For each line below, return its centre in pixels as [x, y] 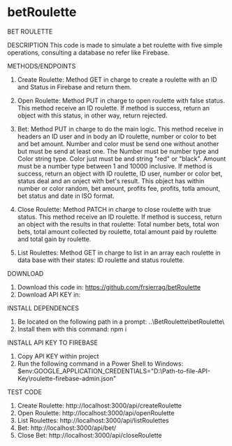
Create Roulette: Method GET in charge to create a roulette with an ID [117, 79]
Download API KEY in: [49, 294]
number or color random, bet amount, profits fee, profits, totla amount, [119, 188]
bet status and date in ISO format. [66, 196]
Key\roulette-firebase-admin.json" [67, 378]
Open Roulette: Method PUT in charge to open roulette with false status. [121, 100]
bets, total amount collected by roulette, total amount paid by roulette [117, 231]
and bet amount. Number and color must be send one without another [118, 143]
